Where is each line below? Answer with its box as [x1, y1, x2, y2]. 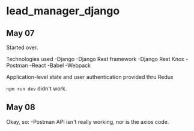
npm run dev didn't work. [6, 85, 67, 92]
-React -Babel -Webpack [29, 62, 91, 69]
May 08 [6, 102, 35, 112]
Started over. [6, 44, 38, 51]
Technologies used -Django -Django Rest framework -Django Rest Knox [6, 56, 184, 62]
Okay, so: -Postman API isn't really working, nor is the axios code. [6, 118, 169, 125]
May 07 [6, 28, 35, 38]
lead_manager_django [6, 4, 120, 18]
